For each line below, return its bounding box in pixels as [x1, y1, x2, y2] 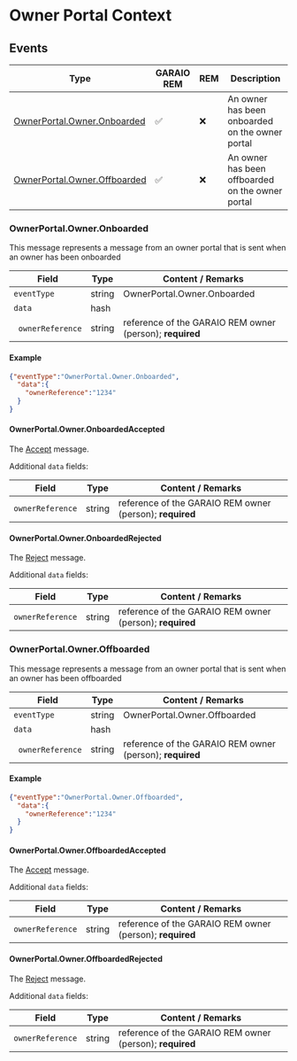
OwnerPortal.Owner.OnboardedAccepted [9, 424, 165, 435]
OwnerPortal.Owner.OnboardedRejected [9, 532, 162, 543]
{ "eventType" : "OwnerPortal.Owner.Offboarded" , [9, 793, 184, 802]
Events [9, 41, 49, 56]
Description [230, 73, 281, 84]
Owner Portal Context [9, 5, 172, 26]
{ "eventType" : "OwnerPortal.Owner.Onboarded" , [9, 372, 179, 381]
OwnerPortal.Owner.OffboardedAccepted [9, 845, 166, 856]
